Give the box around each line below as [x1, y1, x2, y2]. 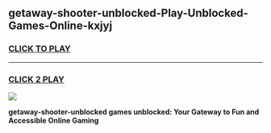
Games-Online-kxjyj [8, 19, 113, 33]
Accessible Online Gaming [8, 115, 99, 125]
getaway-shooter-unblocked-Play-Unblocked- [8, 6, 248, 20]
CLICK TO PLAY [8, 44, 71, 55]
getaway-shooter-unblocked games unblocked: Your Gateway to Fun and [8, 106, 260, 116]
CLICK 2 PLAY [8, 73, 65, 85]
